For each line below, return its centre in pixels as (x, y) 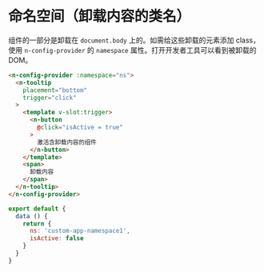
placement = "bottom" (55, 90)
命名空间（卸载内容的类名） (100, 16)
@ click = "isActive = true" (80, 128)
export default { (37, 209)
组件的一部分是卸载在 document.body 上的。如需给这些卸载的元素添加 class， (134, 40)
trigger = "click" (50, 98)
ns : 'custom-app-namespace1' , (80, 231)
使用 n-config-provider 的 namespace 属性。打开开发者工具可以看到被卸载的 (132, 50)
